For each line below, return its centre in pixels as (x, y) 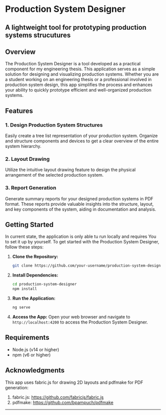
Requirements (27, 338)
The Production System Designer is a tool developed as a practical (73, 64)
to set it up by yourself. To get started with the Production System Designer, (82, 242)
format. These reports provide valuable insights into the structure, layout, (80, 204)
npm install (24, 289)
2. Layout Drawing (27, 159)
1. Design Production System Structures (54, 125)
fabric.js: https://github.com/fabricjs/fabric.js (58, 397)
